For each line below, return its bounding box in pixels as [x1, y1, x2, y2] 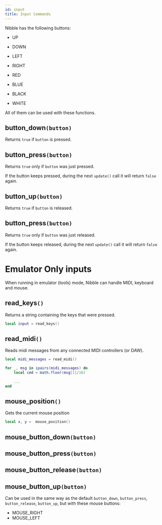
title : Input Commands [5, 12, 51, 17]
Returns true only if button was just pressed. [5, 164, 95, 169]
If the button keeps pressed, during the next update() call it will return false [5, 173, 157, 179]
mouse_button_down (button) [5, 433, 97, 441]
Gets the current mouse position [5, 410, 69, 416]
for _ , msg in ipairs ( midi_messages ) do [5, 366, 88, 371]
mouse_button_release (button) [5, 466, 102, 474]
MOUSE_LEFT [12, 515, 40, 521]
